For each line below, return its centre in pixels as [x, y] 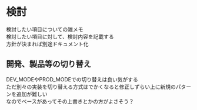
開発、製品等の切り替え [49, 64]
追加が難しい [32, 94]
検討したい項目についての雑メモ [45, 29]
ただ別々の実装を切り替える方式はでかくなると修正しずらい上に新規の [91, 87]
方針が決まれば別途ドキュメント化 [47, 44]
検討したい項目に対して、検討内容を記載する [60, 36]
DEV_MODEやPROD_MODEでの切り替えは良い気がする [72, 79]
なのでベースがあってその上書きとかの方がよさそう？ [70, 101]
